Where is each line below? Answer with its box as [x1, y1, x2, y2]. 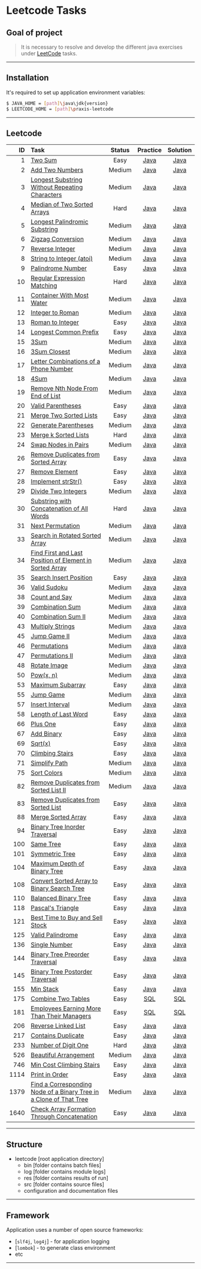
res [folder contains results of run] [23, 1175, 109, 1182]
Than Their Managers [31, 1012, 92, 1020]
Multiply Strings [31, 622, 75, 631]
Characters [31, 190, 62, 199]
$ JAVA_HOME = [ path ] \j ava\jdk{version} [6, 100, 109, 106]
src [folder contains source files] [23, 1181, 105, 1188]
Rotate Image [31, 661, 68, 670]
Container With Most [31, 291, 89, 300]
